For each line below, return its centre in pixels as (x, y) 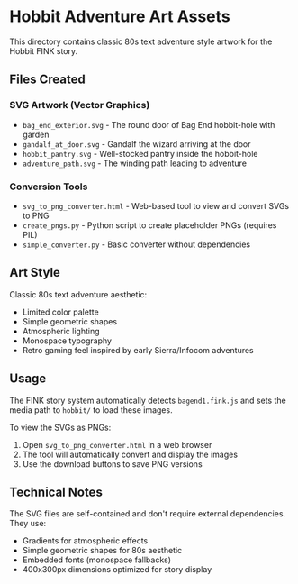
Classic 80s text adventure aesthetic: (78, 294)
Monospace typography (67, 341)
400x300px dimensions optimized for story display (117, 570)
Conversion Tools (49, 187)
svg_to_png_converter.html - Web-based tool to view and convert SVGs (156, 205)
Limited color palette (60, 312)
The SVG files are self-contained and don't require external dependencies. (148, 514)
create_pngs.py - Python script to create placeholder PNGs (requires (149, 225)
